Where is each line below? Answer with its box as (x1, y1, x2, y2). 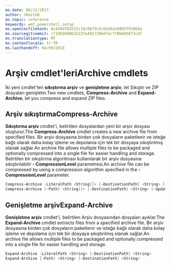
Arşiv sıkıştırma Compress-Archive (5, 110, 118, 118)
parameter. (47, 172, 70, 178)
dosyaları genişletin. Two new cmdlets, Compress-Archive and (5, 90, 137, 96)
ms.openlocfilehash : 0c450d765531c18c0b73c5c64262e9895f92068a (5, 26, 142, 32)
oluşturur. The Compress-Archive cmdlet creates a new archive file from (5, 128, 157, 135)
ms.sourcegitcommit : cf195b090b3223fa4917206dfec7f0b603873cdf (5, 31, 142, 36)
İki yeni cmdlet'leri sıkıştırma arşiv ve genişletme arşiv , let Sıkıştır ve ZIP (5, 84, 159, 90)
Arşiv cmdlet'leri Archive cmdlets (5, 67, 149, 79)
